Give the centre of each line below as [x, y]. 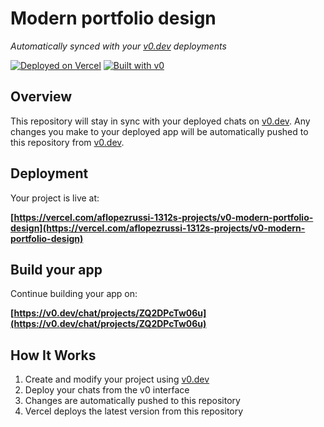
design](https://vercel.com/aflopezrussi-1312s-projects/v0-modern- [158, 228]
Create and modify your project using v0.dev [117, 379]
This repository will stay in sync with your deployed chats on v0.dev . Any [160, 121]
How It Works [53, 355]
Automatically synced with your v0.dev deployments [118, 46]
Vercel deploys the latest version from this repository [134, 411]
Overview [41, 97]
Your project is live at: [55, 198]
